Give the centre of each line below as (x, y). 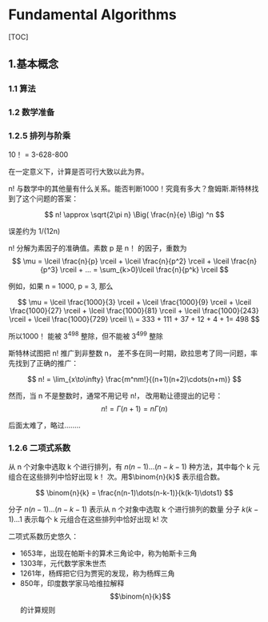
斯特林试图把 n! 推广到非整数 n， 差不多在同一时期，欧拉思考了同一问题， (130, 353)
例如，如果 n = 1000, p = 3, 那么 (61, 287)
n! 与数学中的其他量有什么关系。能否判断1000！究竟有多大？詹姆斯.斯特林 (130, 189)
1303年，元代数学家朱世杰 (63, 564)
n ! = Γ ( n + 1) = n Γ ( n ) (134, 409)
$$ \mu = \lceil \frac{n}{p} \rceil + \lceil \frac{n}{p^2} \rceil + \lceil (120, 261)
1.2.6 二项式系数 (40, 448)
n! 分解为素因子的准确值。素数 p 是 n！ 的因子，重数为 (98, 248)
